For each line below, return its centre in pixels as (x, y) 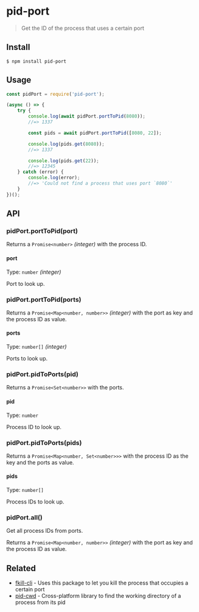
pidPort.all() (24, 518)
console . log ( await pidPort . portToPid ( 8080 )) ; (87, 116)
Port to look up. (26, 283)
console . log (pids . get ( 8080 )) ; (66, 144)
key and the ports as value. (40, 462)
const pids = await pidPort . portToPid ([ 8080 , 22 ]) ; (95, 133)
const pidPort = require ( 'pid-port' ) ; (55, 94)
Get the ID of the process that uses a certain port (83, 28)
